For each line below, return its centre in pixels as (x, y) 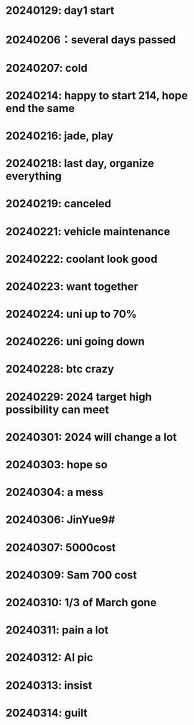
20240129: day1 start (60, 11)
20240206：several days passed (91, 40)
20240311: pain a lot (57, 630)
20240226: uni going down (75, 342)
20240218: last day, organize (80, 164)
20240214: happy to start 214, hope (97, 96)
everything (34, 176)
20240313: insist (49, 685)
